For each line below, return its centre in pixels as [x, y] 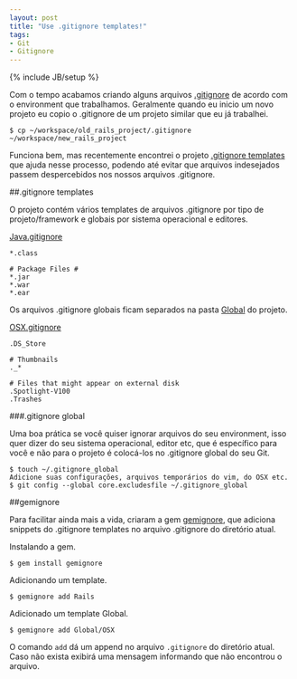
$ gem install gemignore [56, 564]
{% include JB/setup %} [54, 77]
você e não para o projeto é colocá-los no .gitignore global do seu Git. [140, 453]
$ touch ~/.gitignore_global [64, 470]
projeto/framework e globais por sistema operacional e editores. [129, 219]
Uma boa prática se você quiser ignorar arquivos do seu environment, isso [148, 434]
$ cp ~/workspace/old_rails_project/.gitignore [101, 131]
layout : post [34, 18]
